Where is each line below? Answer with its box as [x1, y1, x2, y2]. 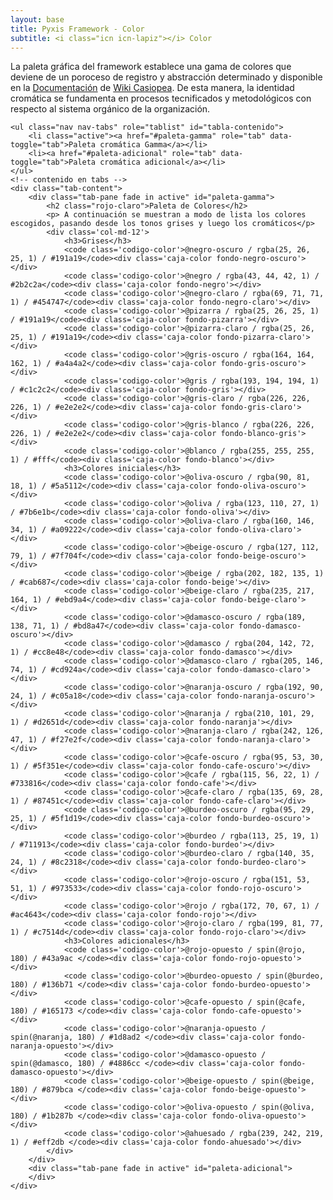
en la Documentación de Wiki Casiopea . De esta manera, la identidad [10, 82, 295, 94]
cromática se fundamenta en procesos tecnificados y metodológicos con [10, 92, 312, 105]
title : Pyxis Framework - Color [10, 24, 145, 34]
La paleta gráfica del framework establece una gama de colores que [10, 61, 292, 73]
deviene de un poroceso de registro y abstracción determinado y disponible [10, 71, 323, 83]
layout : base [10, 14, 65, 25]
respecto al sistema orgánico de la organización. [10, 103, 211, 115]
